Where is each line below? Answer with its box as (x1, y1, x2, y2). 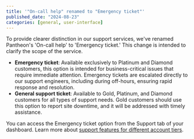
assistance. (14, 109, 43, 116)
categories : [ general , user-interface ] (6, 19, 103, 25)
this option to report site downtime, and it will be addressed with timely (14, 103, 185, 110)
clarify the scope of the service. (6, 48, 83, 55)
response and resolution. (14, 84, 75, 91)
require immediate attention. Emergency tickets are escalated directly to (14, 71, 188, 79)
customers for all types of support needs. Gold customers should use (14, 96, 182, 103)
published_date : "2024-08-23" (6, 14, 80, 20)
